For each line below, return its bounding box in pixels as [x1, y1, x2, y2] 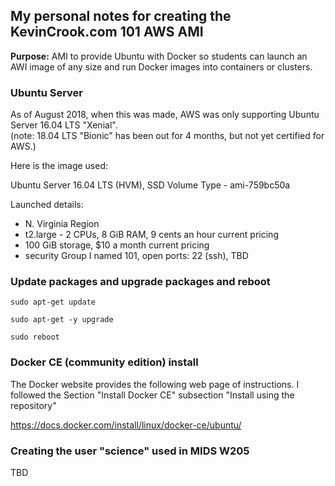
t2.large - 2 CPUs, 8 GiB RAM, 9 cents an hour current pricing [24, 229, 279, 241]
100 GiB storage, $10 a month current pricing [24, 239, 210, 251]
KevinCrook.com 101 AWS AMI [10, 24, 204, 41]
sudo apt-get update [10, 297, 97, 308]
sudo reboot [10, 332, 60, 343]
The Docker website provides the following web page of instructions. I [10, 378, 300, 390]
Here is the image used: [10, 160, 109, 172]
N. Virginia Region [24, 218, 100, 230]
